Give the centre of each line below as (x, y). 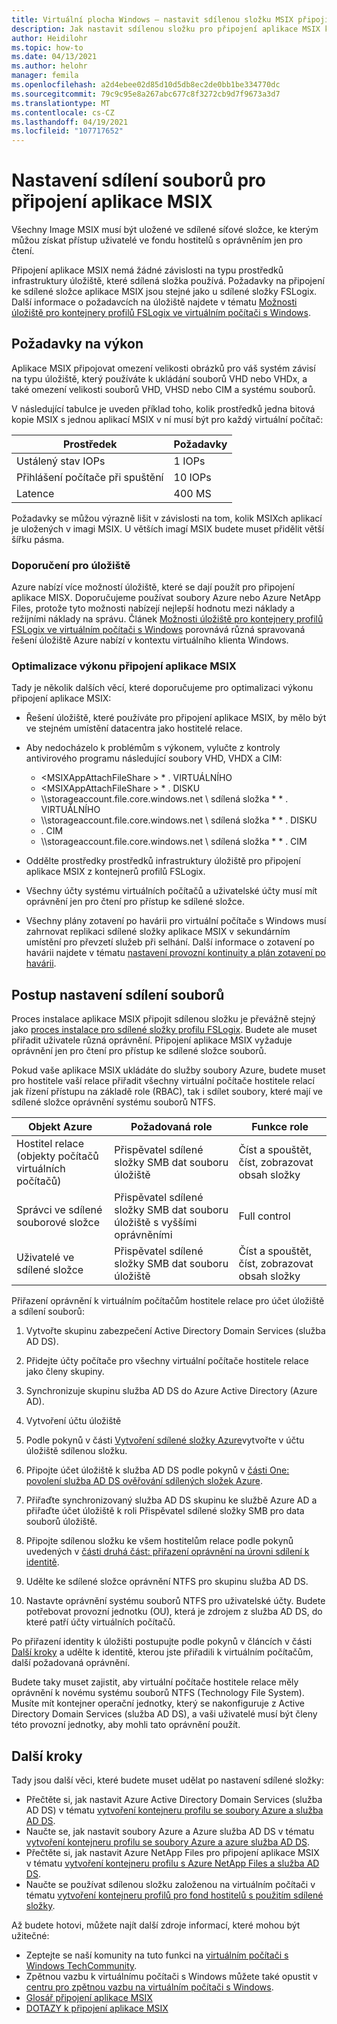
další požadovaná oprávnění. (71, 1663)
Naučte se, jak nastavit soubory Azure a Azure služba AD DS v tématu (170, 1832)
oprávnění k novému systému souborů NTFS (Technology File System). (158, 1693)
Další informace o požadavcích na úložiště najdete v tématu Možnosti (154, 302)
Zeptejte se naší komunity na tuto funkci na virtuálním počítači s (157, 1955)
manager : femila (45, 76)
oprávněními (143, 1235)
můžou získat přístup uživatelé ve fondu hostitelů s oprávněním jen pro (157, 240)
